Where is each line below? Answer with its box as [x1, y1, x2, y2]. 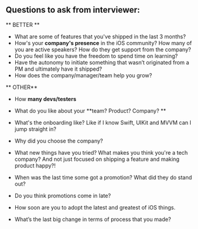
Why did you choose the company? [14, 137, 103, 144]
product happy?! [14, 161, 56, 169]
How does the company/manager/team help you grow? [14, 71, 152, 79]
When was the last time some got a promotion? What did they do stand [14, 174, 193, 181]
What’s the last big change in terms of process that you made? [14, 216, 171, 223]
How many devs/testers [14, 95, 77, 102]
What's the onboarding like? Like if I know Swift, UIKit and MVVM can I [14, 119, 192, 126]
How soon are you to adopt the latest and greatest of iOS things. [14, 203, 176, 211]
